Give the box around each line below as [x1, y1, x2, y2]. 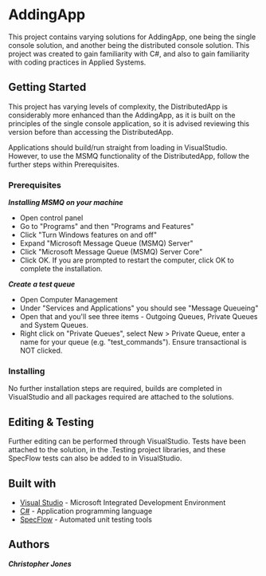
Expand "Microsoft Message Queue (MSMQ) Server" [19, 239, 194, 248]
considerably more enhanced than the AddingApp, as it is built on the [8, 110, 236, 120]
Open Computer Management [19, 295, 118, 305]
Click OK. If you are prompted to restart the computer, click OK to [19, 255, 235, 265]
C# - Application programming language [19, 506, 153, 515]
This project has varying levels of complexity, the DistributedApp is [8, 101, 229, 111]
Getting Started [8, 81, 87, 94]
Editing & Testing [8, 415, 94, 428]
